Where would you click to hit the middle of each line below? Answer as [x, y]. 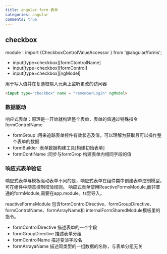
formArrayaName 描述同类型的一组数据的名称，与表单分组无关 [77, 246]
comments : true [21, 19]
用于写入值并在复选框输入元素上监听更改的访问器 [56, 84]
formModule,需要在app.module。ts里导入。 [59, 193]
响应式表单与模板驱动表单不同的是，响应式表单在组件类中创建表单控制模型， [85, 180]
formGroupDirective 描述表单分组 [47, 233]
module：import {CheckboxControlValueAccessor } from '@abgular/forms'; [84, 53]
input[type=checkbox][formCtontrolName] [57, 63]
